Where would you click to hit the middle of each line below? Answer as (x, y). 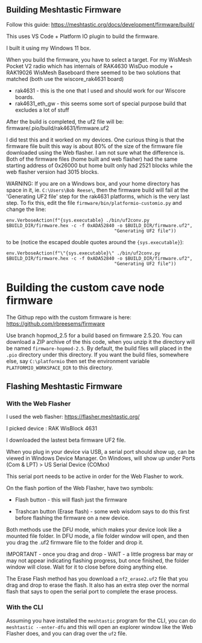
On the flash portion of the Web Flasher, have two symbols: (80, 488)
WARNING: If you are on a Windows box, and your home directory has (93, 183)
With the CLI (25, 607)
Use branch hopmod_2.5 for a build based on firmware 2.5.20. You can (94, 335)
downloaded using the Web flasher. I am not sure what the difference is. (96, 152)
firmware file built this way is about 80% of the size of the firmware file (94, 146)
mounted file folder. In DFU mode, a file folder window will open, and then (98, 536)
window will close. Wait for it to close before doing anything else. (87, 567)
